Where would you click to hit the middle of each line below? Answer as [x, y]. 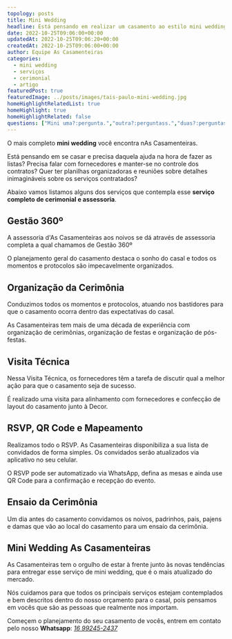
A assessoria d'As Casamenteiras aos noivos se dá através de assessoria [111, 238]
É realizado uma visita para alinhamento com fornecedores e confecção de [114, 399]
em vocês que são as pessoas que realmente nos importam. [93, 608]
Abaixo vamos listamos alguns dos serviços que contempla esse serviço [111, 192]
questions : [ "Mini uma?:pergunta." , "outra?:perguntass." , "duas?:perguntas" [118, 123]
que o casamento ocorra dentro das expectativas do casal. [91, 312]
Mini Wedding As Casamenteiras [79, 548]
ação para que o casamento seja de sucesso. [72, 385]
